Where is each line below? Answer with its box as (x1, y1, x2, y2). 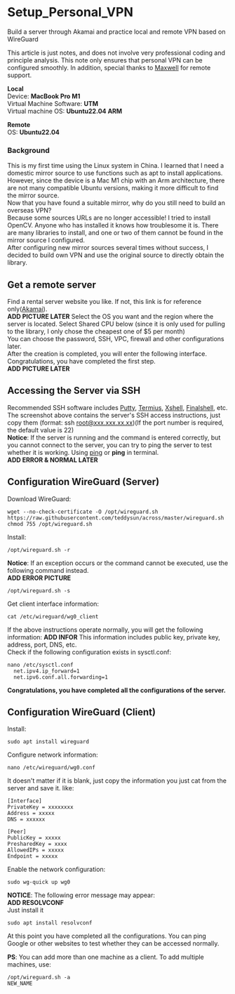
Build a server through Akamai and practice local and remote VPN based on (7, 27, 226, 36)
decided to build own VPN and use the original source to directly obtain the (7, 251, 224, 260)
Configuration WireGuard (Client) (7, 706, 156, 718)
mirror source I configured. (7, 236, 86, 244)
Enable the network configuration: (7, 865, 106, 874)
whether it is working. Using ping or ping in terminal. (7, 448, 159, 456)
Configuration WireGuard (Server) (7, 476, 160, 488)
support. (7, 71, 32, 79)
